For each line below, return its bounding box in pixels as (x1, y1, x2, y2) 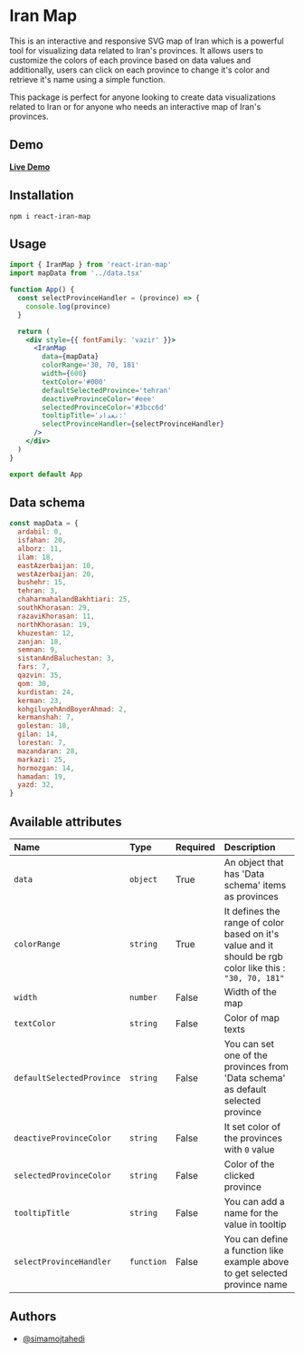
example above (223, 1256, 290, 1268)
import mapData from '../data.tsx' (9, 269, 144, 278)
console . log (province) (25, 301, 111, 311)
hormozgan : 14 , (17, 763, 75, 772)
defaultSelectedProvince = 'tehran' (42, 386, 172, 395)
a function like (223, 1244, 284, 1257)
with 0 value (223, 1143, 275, 1155)
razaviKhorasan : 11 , (17, 612, 95, 621)
